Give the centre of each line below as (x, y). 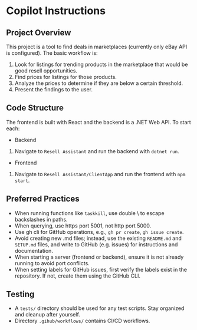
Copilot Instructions (56, 11)
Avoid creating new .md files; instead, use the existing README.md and (98, 238)
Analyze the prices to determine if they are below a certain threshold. (99, 83)
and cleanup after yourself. (47, 315)
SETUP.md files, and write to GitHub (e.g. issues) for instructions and (96, 244)
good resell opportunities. (46, 71)
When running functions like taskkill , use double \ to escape (89, 213)
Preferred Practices (43, 199)
